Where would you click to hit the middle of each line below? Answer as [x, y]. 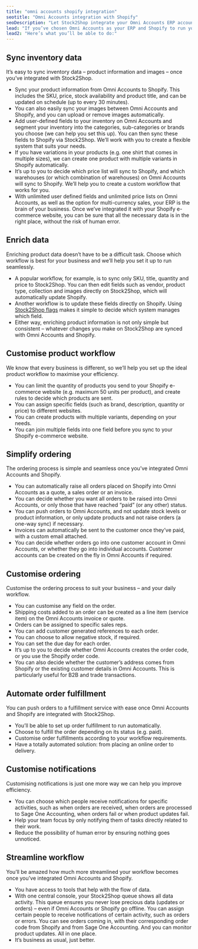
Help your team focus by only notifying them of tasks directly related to [101, 820]
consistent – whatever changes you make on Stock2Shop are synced [98, 328]
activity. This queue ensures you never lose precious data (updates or [99, 902]
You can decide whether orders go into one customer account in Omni [100, 543]
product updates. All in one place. [56, 933]
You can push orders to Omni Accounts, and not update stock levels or [100, 511]
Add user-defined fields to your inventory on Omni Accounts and [93, 121]
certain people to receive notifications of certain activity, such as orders [102, 915]
